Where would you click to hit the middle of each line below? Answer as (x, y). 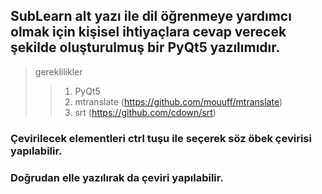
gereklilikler (58, 71)
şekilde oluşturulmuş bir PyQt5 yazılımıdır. (145, 47)
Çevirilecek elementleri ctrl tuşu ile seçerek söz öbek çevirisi (161, 138)
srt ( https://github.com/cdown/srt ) (145, 112)
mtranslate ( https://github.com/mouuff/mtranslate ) (178, 101)
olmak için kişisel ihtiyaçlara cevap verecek (148, 32)
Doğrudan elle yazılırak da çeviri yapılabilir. (117, 177)
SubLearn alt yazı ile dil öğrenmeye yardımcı (151, 16)
